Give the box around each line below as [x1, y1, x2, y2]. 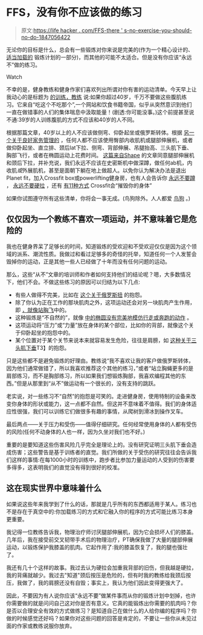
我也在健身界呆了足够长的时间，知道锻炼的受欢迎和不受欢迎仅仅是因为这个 [6, 243, 192, 250]
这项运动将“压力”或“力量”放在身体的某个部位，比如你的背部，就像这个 [14, 321, 189, 329]
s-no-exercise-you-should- [123, 27, 192, 34]
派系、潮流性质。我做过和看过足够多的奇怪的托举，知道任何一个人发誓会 [16, 250, 197, 257]
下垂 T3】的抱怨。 [25, 344, 70, 351]
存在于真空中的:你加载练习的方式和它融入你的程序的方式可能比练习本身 [16, 508, 193, 515]
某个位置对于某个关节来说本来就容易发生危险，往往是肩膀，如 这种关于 [14, 337, 192, 344]
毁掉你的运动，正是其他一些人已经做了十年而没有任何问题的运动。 [6, 258, 170, 265]
